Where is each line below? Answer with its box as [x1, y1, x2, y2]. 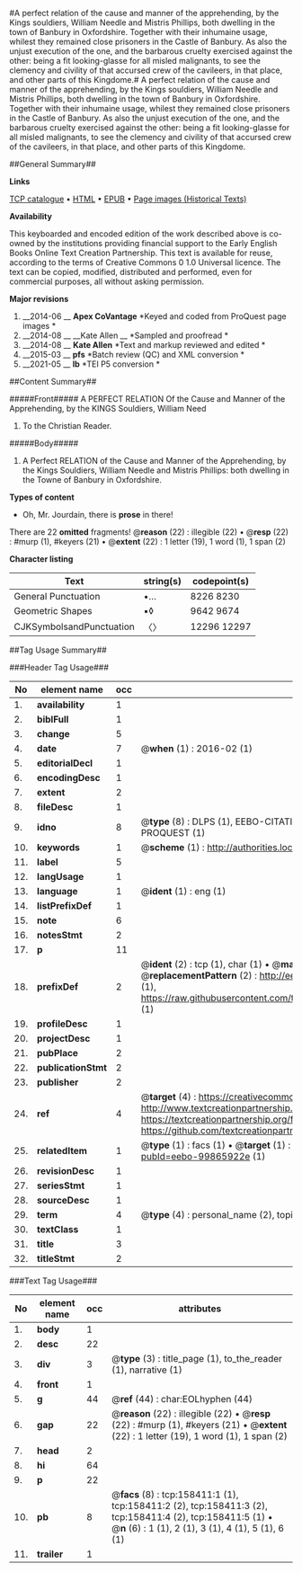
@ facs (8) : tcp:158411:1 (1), [111, 1488, 239, 1500]
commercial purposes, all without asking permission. [9, 276, 205, 287]
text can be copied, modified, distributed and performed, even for [9, 267, 253, 277]
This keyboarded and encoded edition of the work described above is [9, 228, 268, 239]
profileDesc [37, 1017, 88, 1030]
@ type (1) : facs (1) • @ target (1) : [140, 1139, 291, 1151]
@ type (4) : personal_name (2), [140, 1209, 275, 1221]
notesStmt [37, 929, 83, 941]
